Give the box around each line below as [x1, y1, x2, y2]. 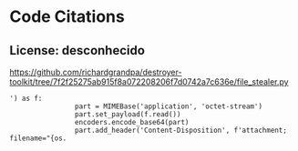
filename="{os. [9, 134, 67, 143]
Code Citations [9, 6, 125, 27]
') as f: [9, 94, 43, 103]
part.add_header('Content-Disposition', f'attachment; [74, 126, 287, 135]
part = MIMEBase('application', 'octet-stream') [74, 102, 262, 111]
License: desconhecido [9, 43, 146, 58]
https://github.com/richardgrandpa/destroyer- [9, 66, 182, 77]
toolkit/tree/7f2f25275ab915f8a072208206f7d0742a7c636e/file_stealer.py [9, 76, 289, 87]
